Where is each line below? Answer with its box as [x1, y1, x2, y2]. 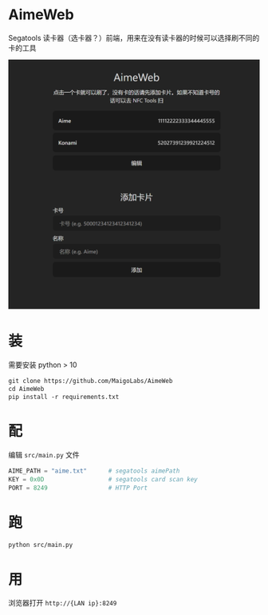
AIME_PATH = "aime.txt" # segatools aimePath [8, 466, 180, 475]
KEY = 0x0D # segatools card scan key [8, 475, 198, 483]
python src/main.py [8, 541, 73, 549]
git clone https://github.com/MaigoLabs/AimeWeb [8, 377, 173, 385]
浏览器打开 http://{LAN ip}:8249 [8, 598, 117, 608]
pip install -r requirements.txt [8, 393, 120, 401]
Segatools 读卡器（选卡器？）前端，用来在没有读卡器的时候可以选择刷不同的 [8, 33, 260, 42]
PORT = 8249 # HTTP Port [8, 484, 148, 492]
